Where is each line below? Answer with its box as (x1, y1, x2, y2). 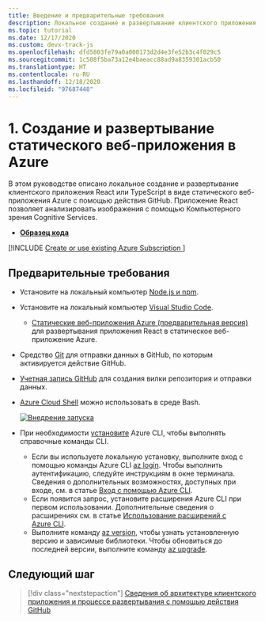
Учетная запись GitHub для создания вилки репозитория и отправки (19, 374, 252, 384)
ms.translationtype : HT (8, 63, 87, 71)
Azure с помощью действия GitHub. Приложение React (51, 195, 239, 206)
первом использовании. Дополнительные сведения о (31, 503, 214, 512)
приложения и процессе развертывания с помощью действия (27, 597, 239, 606)
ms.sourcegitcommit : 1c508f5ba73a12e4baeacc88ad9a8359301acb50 (8, 56, 221, 64)
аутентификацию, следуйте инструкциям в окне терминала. (31, 468, 236, 479)
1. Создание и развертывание (8, 119, 215, 137)
